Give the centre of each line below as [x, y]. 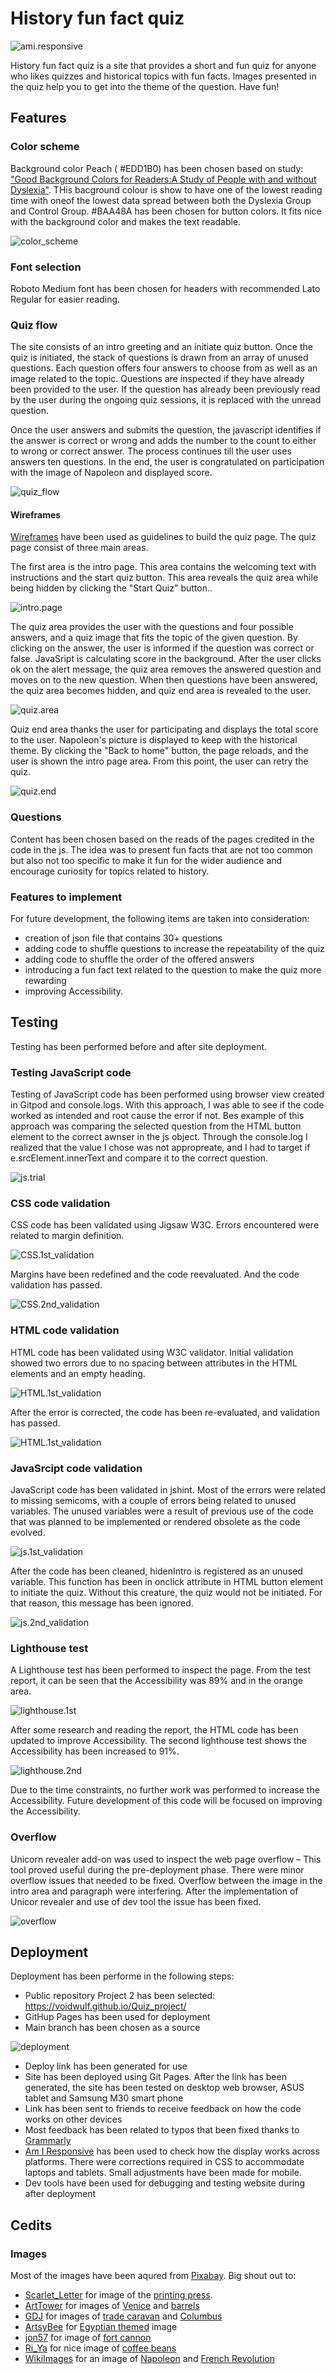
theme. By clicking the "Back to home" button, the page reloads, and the [159, 751]
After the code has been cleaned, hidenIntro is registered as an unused [156, 1571]
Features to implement [66, 897]
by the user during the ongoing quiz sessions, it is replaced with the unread [166, 400]
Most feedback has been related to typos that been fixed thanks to [162, 2130]
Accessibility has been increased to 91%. [95, 1751]
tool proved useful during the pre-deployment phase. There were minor [157, 1869]
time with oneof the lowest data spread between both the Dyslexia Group [161, 200]
